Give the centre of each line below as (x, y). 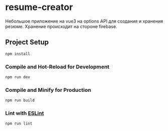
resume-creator (39, 7)
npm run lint (19, 124)
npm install (18, 54)
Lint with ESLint (25, 113)
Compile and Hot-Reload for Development (57, 67)
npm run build (20, 100)
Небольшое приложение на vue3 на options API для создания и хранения (84, 21)
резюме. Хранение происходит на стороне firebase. (61, 26)
